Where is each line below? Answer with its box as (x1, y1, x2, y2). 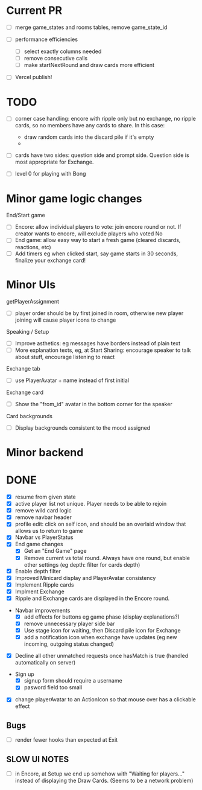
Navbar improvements (14, 607, 71, 614)
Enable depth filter (14, 567, 62, 575)
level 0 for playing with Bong (14, 170, 86, 177)
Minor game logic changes (6, 191, 142, 205)
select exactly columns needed (24, 48, 102, 55)
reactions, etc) (14, 243, 51, 250)
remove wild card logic (14, 507, 72, 514)
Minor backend (6, 446, 84, 459)
